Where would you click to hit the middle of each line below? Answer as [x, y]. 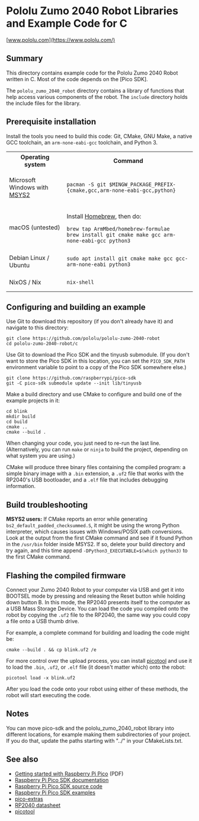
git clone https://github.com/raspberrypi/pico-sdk [71, 378]
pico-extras [29, 798]
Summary [25, 58]
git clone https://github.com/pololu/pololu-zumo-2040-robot [83, 339]
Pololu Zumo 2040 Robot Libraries [92, 11]
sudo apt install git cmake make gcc [120, 258]
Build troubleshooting [47, 505]
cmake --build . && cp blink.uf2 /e [51, 650]
